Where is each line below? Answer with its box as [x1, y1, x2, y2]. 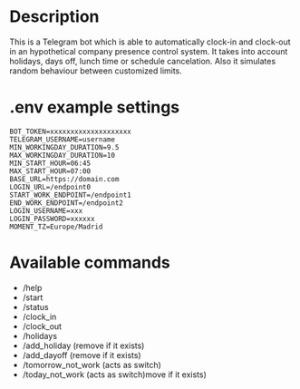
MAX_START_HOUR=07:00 [9, 166, 92, 176]
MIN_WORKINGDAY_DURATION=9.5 [9, 142, 120, 151]
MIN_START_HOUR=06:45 [9, 159, 92, 168]
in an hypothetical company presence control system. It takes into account [9, 45, 288, 56]
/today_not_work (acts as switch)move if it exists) [22, 369, 207, 380]
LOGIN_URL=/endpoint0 [9, 182, 92, 191]
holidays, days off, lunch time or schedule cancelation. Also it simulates [9, 55, 276, 66]
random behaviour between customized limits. [9, 65, 183, 76]
